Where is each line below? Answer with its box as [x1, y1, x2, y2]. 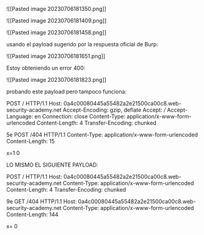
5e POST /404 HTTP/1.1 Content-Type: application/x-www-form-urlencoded [6, 131, 199, 138]
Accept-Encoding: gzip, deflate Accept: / [63, 106, 166, 114]
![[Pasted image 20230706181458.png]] [6, 29, 107, 36]
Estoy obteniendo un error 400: [6, 64, 86, 71]
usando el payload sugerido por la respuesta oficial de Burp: [6, 41, 159, 48]
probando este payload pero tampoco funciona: [6, 88, 127, 95]
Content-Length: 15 [6, 137, 55, 145]
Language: [6, 113, 34, 120]
